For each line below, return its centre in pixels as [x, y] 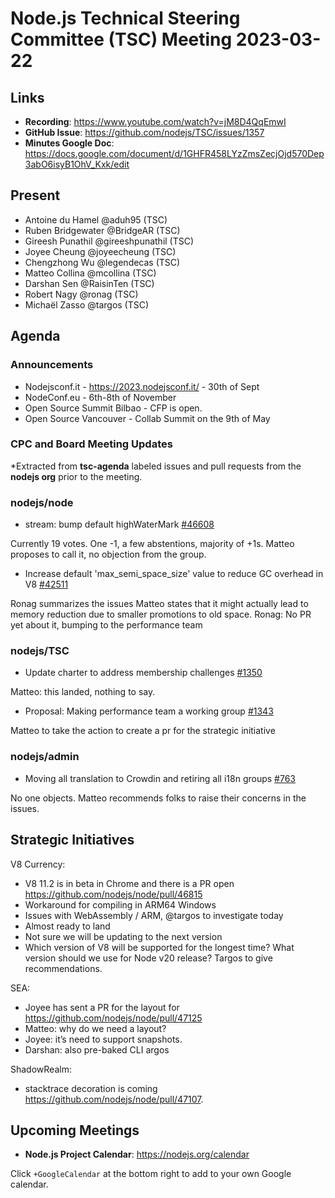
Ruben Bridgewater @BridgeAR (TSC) [102, 230]
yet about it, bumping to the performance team [106, 625]
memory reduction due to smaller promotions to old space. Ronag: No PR [161, 614]
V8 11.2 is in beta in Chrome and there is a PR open [129, 883]
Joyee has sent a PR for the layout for [102, 1007]
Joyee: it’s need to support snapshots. [103, 1039]
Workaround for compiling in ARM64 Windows [120, 904]
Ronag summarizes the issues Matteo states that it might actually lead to [159, 604]
